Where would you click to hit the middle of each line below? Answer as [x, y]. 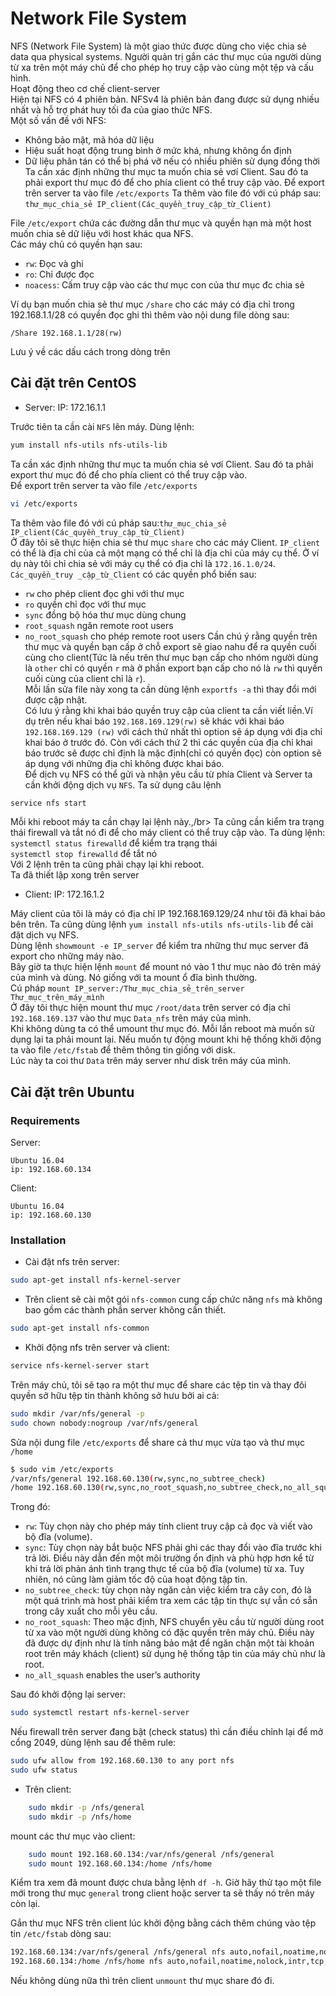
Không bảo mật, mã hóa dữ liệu [89, 139]
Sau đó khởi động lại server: [68, 1694]
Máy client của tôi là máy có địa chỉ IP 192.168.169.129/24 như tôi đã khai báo [168, 914]
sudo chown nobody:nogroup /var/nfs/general [104, 1423]
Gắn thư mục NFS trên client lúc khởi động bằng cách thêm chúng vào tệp [163, 1923]
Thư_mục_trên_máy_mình [57, 998]
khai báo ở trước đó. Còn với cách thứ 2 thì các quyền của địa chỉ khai [168, 742]
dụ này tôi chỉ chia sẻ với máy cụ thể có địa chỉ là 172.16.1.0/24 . [143, 563]
